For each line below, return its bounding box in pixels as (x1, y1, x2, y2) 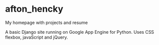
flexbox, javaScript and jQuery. (5, 34, 68, 40)
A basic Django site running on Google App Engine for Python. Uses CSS (5, 29, 155, 35)
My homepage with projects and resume (5, 20, 88, 25)
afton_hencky (5, 3, 64, 15)
